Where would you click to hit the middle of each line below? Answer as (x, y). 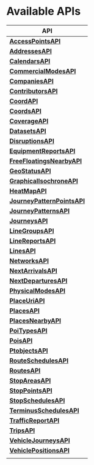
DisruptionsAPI (32, 141)
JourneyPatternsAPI (40, 211)
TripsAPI (22, 430)
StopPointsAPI (31, 390)
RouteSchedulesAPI (39, 361)
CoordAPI (24, 101)
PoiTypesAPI (28, 330)
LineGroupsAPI (32, 230)
